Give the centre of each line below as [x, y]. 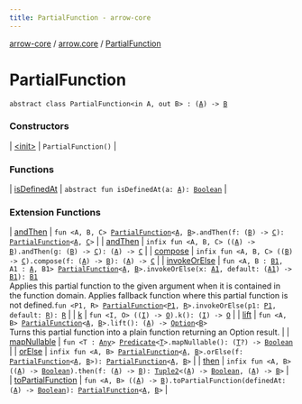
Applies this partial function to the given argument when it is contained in [145, 286]
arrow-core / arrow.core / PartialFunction [85, 43]
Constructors [39, 126]
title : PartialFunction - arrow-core [80, 18]
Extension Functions [55, 213]
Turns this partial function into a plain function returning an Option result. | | [150, 332]
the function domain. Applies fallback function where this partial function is [149, 296]
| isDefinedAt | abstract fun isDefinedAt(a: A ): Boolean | [118, 189]
